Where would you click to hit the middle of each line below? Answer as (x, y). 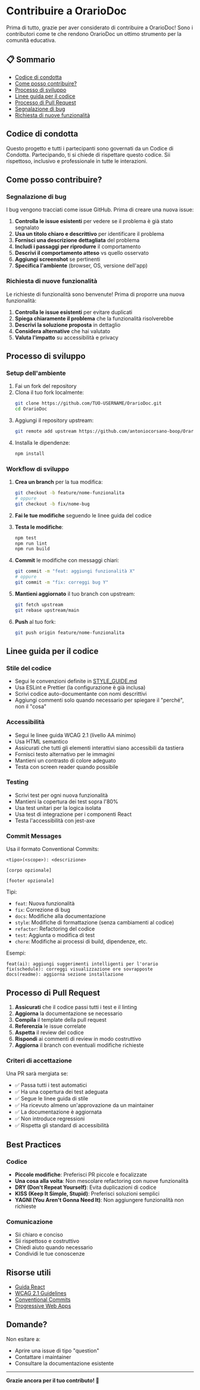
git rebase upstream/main (47, 610)
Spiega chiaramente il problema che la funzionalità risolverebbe (94, 318)
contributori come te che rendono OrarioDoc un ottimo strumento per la (94, 33)
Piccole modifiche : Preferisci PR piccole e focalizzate (81, 1175)
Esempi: (16, 953)
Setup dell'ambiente (36, 373)
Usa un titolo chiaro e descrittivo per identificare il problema (90, 234)
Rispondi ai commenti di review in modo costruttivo (78, 1038)
